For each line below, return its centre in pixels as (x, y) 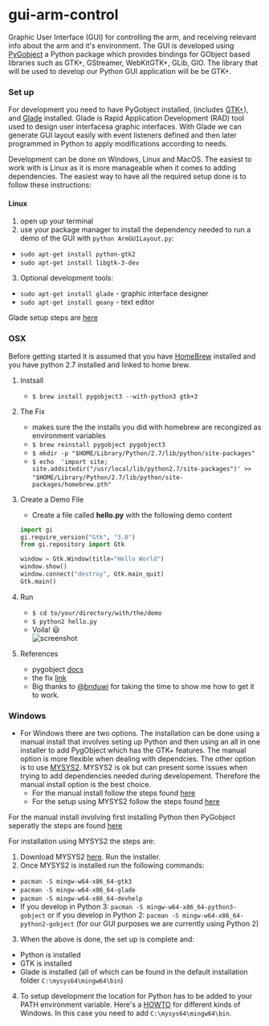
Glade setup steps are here (53, 318)
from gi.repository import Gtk (72, 544)
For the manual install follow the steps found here (114, 793)
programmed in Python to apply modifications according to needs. (118, 144)
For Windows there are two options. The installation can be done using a (140, 733)
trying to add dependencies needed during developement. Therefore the (140, 776)
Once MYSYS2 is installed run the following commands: (112, 865)
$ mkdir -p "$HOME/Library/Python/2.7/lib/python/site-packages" (143, 453)
